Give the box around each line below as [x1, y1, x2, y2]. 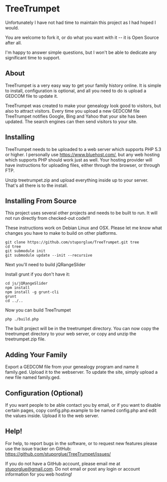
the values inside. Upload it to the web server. [5, 413, 99, 419]
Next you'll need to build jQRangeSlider [5, 262, 86, 268]
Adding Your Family [5, 350, 67, 359]
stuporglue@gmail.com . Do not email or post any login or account [5, 466, 141, 472]
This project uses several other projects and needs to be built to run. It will [5, 210, 158, 216]
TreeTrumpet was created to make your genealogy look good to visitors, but [5, 103, 161, 109]
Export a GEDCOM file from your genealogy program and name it [5, 364, 139, 370]
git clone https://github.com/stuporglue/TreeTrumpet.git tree [5, 240, 140, 245]
